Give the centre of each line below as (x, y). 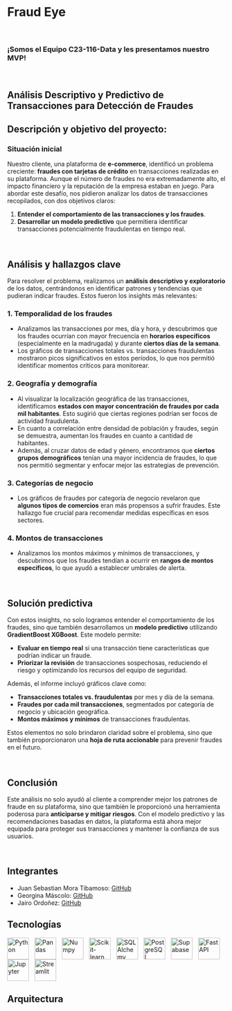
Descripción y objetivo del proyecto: (87, 129)
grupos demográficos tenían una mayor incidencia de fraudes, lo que (117, 458)
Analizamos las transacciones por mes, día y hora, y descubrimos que (117, 329)
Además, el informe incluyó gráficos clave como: (77, 684)
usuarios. (20, 836)
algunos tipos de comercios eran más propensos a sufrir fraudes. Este (119, 505)
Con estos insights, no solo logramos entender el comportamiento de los (111, 620)
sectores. (30, 520)
